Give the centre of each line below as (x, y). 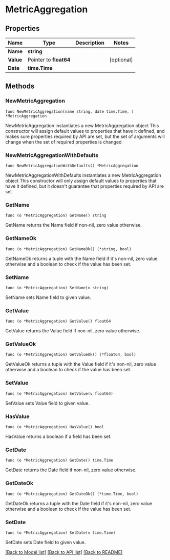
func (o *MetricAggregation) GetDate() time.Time (59, 461)
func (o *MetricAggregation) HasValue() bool (55, 427)
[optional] (121, 60)
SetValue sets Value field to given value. (47, 403)
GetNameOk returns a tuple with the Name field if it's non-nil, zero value (81, 258)
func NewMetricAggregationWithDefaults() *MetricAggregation (72, 166)
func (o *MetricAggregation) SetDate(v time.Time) (60, 533)
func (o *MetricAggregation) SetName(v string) (57, 288)
